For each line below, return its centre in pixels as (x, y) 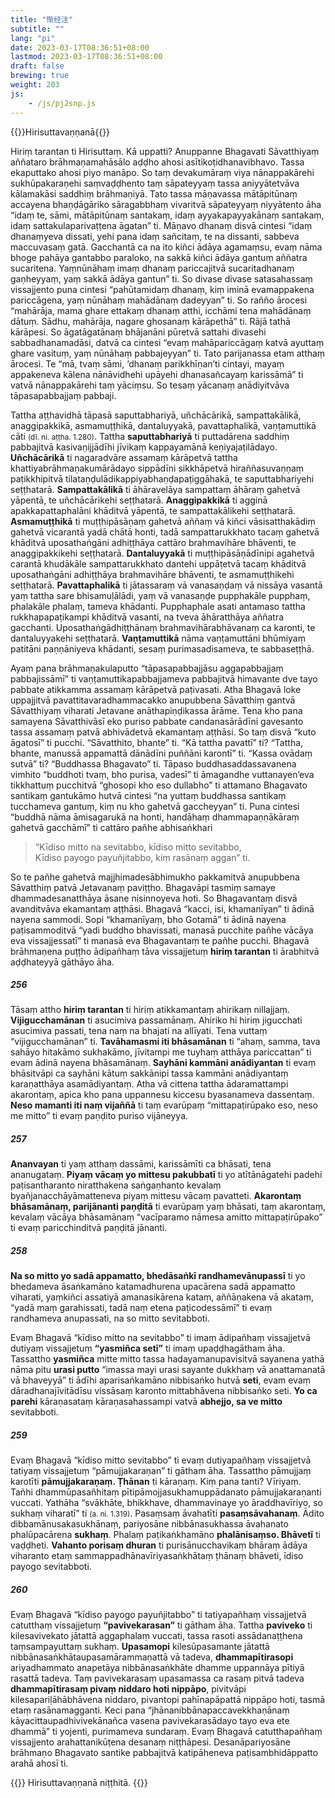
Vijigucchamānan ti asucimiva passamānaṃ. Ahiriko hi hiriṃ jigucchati (156, 1020)
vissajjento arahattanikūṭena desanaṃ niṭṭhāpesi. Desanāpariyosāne (150, 1742)
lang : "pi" (33, 38)
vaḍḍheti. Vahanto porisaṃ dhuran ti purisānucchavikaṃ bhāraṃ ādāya (159, 1545)
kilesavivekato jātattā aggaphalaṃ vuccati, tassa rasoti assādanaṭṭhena (156, 1636)
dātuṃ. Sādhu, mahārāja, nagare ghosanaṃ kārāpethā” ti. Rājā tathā (150, 321)
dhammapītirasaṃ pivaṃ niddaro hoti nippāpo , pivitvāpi (128, 1689)
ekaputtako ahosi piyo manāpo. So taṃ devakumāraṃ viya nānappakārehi (162, 172)
